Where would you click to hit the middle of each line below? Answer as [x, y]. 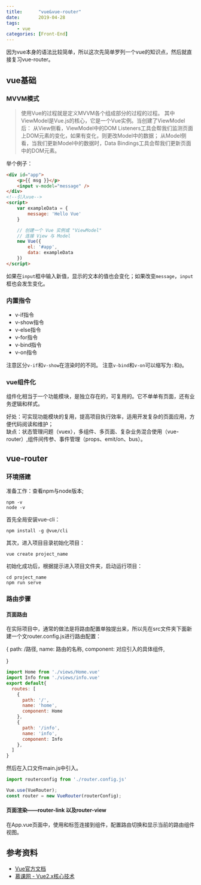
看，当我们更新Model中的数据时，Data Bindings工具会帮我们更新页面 [106, 143]
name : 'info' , [40, 734]
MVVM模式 [23, 99]
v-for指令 [26, 338]
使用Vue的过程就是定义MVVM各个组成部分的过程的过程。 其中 [98, 113]
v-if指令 [25, 315]
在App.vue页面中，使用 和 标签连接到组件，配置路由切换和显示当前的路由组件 [100, 825]
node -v [16, 508]
